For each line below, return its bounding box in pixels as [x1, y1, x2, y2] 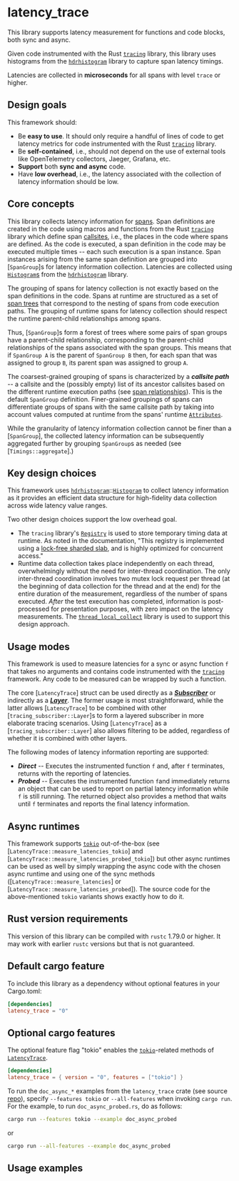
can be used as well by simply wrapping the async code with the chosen [7, 862, 221, 871]
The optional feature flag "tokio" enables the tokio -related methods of [7, 1046, 214, 1055]
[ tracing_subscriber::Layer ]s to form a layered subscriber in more [7, 711, 205, 720]
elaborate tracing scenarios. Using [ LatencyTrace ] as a [7, 719, 168, 728]
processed [17, 604, 50, 614]
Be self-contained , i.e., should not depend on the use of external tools [17, 147, 226, 156]
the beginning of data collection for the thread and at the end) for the [17, 582, 221, 591]
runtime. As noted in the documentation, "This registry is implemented [17, 537, 225, 545]
